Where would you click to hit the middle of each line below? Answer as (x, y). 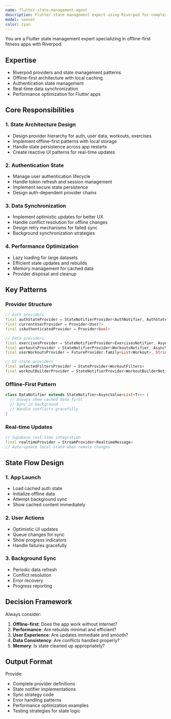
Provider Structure (29, 304)
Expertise (21, 60)
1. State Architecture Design (41, 124)
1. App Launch (23, 477)
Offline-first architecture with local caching (58, 78)
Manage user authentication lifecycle (51, 176)
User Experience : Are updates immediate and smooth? (70, 635)
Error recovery (28, 580)
